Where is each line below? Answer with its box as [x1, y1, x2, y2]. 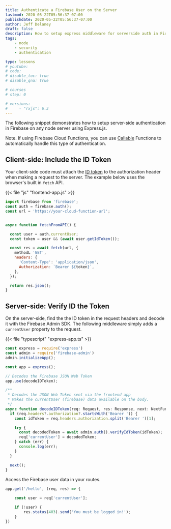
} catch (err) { [14, 439, 49, 445]
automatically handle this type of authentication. [5, 140, 106, 146]
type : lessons [5, 59, 36, 64]
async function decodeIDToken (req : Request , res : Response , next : [5, 406, 149, 412]
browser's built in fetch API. [5, 180, 64, 186]
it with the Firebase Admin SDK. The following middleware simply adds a [5, 321, 157, 327]
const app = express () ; [5, 364, 56, 369]
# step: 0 [5, 92, 26, 97]
